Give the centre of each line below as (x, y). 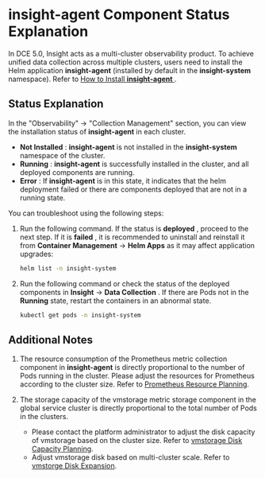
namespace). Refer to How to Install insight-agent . (92, 79)
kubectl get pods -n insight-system (80, 315)
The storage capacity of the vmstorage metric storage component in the (138, 400)
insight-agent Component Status (119, 15)
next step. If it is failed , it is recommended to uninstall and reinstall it (132, 237)
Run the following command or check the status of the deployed (125, 283)
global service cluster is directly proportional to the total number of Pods (138, 408)
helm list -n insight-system (68, 268)
